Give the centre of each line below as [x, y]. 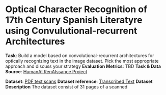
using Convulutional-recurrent [71, 31]
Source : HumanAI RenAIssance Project [46, 71]
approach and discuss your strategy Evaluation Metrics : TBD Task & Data [83, 66]
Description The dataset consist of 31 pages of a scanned [66, 86]
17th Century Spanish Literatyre [74, 20]
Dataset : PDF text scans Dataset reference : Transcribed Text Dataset [79, 81]
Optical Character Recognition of [76, 9]
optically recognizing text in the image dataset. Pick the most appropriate [82, 61]
